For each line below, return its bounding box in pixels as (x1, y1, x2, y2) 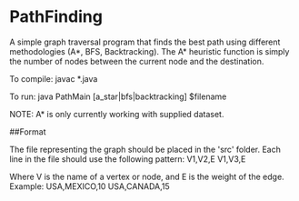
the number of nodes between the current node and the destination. (9, 55, 264, 66)
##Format (9, 126, 47, 137)
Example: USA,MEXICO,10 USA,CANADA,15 (9, 180, 170, 192)
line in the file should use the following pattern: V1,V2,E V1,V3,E (9, 153, 246, 165)
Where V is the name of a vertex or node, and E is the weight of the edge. (9, 171, 284, 182)
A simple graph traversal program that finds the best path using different (9, 36, 281, 47)
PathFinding (9, 6, 103, 27)
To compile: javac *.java (9, 73, 98, 84)
